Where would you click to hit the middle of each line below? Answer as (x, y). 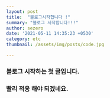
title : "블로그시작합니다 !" (38, 17)
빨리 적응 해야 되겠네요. (37, 89)
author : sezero (25, 28)
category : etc (24, 39)
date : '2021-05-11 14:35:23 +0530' (50, 34)
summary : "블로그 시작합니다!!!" (42, 22)
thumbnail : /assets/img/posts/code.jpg (55, 45)
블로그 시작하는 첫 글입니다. (43, 71)
